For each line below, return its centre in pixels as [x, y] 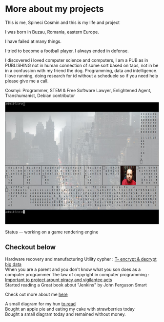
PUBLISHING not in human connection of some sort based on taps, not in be [82, 65]
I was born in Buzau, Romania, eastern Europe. [52, 32]
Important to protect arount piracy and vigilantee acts [59, 280]
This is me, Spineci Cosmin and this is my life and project [62, 22]
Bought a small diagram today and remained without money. [65, 314]
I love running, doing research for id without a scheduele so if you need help [82, 76]
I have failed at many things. [33, 41]
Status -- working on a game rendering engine [52, 232]
